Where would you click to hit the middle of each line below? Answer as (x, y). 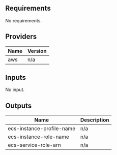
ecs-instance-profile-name (41, 129)
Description (95, 120)
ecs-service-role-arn (34, 145)
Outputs (19, 105)
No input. (15, 90)
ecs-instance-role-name (39, 137)
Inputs (16, 77)
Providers (21, 37)
